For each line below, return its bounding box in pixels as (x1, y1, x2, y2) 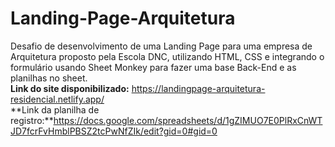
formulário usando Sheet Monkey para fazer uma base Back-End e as (10, 61, 297, 73)
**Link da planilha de (10, 103, 100, 116)
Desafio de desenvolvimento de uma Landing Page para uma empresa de (10, 40, 313, 52)
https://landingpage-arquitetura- (131, 82, 266, 94)
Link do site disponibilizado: (10, 82, 130, 94)
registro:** (10, 114, 54, 126)
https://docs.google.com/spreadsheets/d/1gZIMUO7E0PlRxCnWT (53, 114, 323, 126)
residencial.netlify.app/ (10, 93, 105, 105)
